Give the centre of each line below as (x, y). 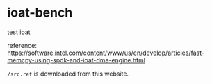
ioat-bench (40, 13)
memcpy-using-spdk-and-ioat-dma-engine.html (76, 60)
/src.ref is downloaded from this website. (68, 74)
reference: (22, 45)
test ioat (19, 32)
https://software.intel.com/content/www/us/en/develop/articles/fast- (106, 53)
